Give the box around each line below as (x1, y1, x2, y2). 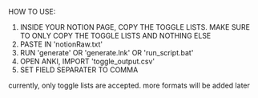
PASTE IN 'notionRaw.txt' (19, 39, 103, 49)
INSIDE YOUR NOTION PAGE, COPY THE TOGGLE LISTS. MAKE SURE (19, 22, 251, 31)
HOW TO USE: (8, 7, 56, 16)
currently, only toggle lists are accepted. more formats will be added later (8, 80, 251, 90)
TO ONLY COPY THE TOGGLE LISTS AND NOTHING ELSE (19, 31, 212, 40)
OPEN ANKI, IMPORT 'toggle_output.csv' (19, 56, 155, 66)
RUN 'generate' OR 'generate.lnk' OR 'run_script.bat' (19, 48, 194, 57)
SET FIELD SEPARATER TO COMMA (19, 65, 139, 75)
